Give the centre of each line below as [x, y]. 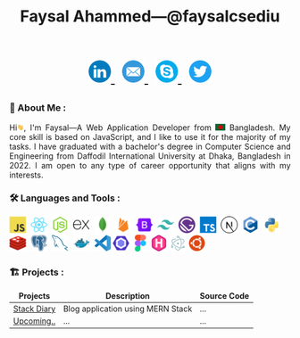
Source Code [225, 295]
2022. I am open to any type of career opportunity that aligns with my [150, 165]
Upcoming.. [34, 321]
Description [128, 295]
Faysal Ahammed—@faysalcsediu [150, 16]
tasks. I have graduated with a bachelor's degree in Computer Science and [150, 146]
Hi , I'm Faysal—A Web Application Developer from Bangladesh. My [150, 128]
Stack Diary [34, 309]
